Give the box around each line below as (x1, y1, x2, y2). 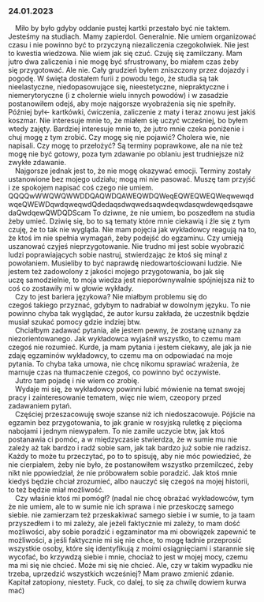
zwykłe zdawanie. (8, 158, 67, 167)
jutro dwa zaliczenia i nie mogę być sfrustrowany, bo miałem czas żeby (8, 57, 239, 66)
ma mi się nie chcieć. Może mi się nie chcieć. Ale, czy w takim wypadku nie (8, 561, 254, 570)
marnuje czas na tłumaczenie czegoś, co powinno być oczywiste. (8, 367, 221, 377)
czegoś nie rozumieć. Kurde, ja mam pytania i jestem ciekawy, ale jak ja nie (8, 342, 252, 352)
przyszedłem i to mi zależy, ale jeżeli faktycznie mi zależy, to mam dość (8, 519, 240, 529)
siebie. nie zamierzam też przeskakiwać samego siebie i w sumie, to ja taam (8, 510, 255, 520)
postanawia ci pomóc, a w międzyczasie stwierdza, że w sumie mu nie (8, 435, 238, 444)
